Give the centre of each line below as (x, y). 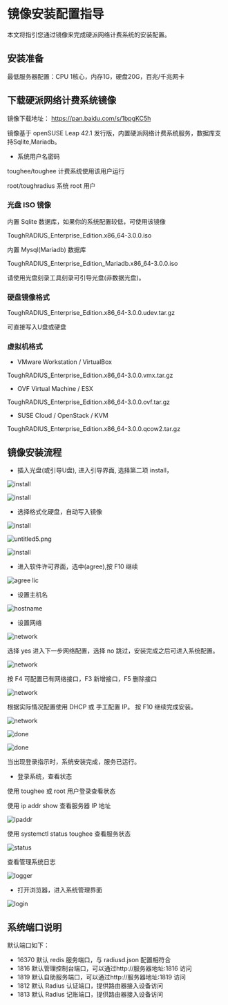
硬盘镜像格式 (29, 297)
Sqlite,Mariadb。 (37, 142)
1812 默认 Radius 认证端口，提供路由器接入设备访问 (90, 986)
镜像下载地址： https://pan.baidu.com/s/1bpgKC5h (79, 118)
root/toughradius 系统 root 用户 (51, 185)
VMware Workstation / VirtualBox (65, 362)
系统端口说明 (35, 927)
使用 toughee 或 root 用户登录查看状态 (61, 791)
